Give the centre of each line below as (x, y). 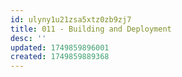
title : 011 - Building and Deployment (91, 29)
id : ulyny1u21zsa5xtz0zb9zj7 (71, 19)
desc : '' (28, 38)
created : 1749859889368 (60, 57)
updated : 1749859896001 (60, 47)
